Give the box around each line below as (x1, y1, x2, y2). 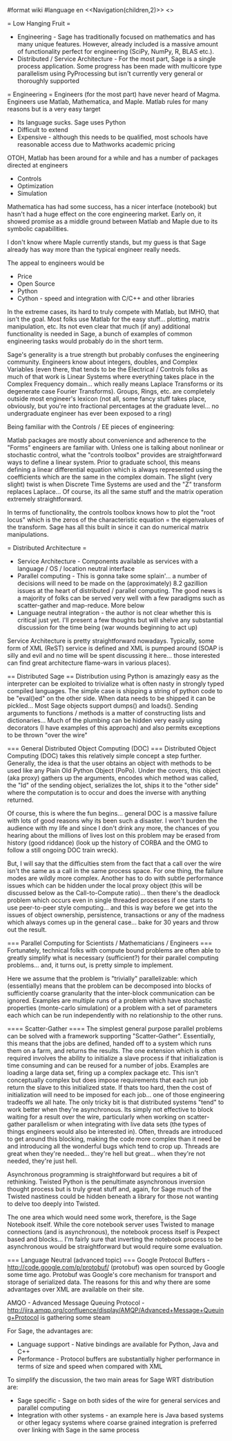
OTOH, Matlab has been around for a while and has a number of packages (7, 154, 219, 162)
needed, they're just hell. (7, 1157, 78, 1165)
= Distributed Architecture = (7, 544, 87, 552)
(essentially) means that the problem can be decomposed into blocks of (7, 982, 212, 990)
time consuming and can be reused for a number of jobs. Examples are (7, 1061, 209, 1070)
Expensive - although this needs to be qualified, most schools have (17, 133, 209, 141)
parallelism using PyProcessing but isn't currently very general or (17, 69, 204, 77)
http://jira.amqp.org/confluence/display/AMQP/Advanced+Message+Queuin (7, 1306, 224, 1314)
